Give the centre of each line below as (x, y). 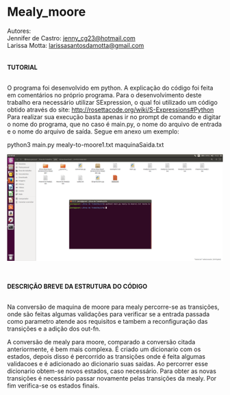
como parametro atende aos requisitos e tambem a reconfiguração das (107, 321)
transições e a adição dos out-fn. (54, 329)
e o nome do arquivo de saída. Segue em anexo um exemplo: (93, 131)
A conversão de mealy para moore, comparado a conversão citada (101, 342)
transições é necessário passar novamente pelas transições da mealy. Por (112, 378)
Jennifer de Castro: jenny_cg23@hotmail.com (71, 38)
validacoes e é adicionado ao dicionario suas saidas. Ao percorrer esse (108, 364)
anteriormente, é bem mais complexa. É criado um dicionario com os (104, 349)
